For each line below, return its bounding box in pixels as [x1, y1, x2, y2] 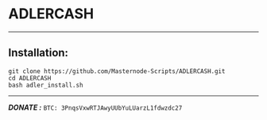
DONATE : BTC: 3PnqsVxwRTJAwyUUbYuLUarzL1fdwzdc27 [8, 103, 183, 112]
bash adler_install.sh [8, 81, 83, 89]
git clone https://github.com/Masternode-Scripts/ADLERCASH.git [8, 67, 226, 75]
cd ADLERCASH [8, 74, 52, 82]
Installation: [8, 46, 69, 60]
